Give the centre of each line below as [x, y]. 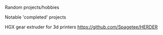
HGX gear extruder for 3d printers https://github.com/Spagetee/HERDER [81, 27]
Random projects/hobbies [32, 7]
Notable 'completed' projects [35, 17]
